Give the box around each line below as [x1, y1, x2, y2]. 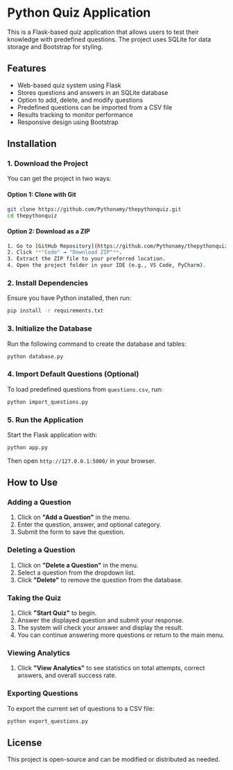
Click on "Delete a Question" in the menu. [17, 561, 139, 569]
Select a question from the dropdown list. [17, 568, 136, 577]
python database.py [7, 353, 64, 360]
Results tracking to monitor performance [17, 110, 133, 119]
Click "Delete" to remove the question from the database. [17, 575, 183, 584]
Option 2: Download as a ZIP [7, 227, 90, 235]
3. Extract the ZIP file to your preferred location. [7, 255, 166, 263]
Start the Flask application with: [7, 430, 98, 439]
